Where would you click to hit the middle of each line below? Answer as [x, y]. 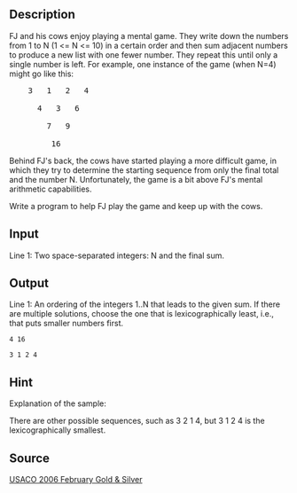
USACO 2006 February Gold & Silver [76, 480]
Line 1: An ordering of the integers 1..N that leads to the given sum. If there [145, 304]
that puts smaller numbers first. [66, 324]
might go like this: [41, 74]
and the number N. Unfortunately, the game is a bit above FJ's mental [136, 179]
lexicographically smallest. [58, 430]
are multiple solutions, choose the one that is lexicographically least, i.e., [142, 314]
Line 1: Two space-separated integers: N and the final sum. [117, 255]
